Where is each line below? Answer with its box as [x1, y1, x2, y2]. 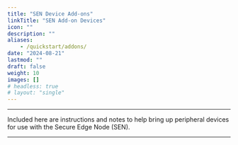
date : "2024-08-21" [7, 50, 65, 57]
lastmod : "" [7, 57, 42, 64]
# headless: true [7, 83, 59, 90]
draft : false [7, 63, 46, 70]
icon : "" [7, 23, 33, 30]
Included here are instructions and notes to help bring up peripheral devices [7, 115, 229, 124]
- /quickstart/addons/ [20, 43, 87, 50]
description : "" [7, 30, 55, 37]
